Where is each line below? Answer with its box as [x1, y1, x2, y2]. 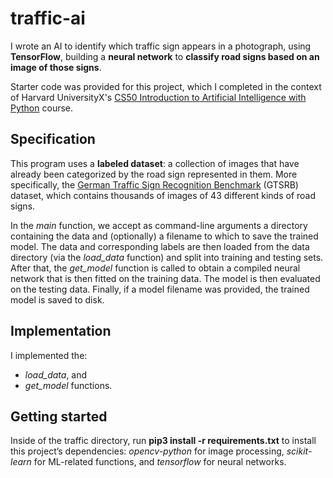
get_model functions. [24, 379, 113, 391]
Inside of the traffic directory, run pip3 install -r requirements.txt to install [10, 435, 317, 447]
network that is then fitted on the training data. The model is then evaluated [10, 272, 321, 284]
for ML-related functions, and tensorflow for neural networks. [33, 456, 287, 468]
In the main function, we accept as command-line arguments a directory [10, 219, 308, 231]
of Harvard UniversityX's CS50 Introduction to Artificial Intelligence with [10, 91, 307, 103]
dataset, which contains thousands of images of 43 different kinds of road [10, 189, 317, 201]
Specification [10, 131, 96, 148]
